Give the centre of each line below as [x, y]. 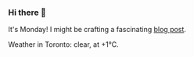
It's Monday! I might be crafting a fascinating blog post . [97, 30]
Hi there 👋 [27, 12]
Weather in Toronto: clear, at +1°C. [63, 45]
